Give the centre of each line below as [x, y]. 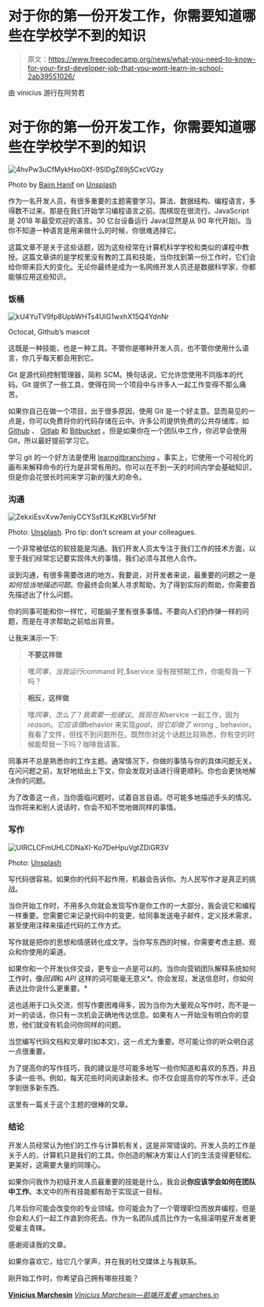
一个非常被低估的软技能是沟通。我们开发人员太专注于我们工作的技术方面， [128, 549]
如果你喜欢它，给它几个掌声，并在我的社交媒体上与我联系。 [104, 1261]
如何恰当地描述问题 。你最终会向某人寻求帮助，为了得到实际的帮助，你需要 [128, 585]
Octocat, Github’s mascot [49, 332]
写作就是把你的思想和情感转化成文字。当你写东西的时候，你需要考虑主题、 [128, 942]
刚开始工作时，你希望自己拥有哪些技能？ [73, 1278]
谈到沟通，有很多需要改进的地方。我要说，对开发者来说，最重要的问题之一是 [132, 575]
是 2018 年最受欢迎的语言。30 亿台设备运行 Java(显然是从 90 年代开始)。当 [130, 220]
